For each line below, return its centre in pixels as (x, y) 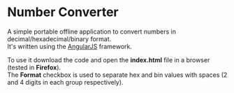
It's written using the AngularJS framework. (70, 46)
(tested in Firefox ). (34, 67)
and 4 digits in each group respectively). (65, 82)
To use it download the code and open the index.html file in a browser (109, 59)
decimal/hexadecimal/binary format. (59, 38)
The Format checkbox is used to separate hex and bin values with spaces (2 (117, 75)
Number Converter (63, 12)
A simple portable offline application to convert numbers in (92, 31)
